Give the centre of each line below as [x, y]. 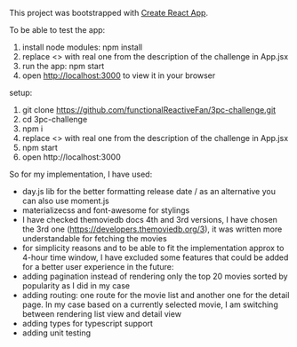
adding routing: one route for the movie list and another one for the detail [156, 295]
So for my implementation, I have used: [81, 174]
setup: [21, 93]
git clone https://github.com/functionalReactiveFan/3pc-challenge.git [149, 110]
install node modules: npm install [82, 47]
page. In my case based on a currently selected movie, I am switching [150, 304]
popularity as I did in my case [76, 286]
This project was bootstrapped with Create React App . [109, 13]
